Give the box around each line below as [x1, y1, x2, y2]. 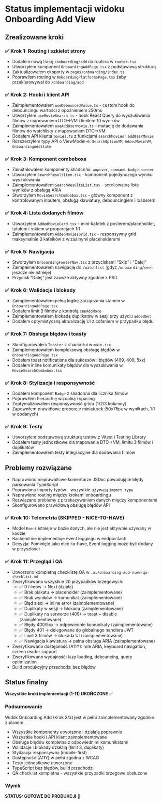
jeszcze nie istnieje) [12, 270, 52, 275]
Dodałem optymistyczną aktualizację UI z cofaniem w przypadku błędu [12, 319, 154, 324]
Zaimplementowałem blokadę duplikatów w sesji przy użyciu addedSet [12, 313, 151, 319]
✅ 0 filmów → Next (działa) [19, 583, 74, 590]
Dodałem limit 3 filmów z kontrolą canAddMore [12, 308, 102, 314]
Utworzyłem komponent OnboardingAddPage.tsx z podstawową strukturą [12, 64, 156, 69]
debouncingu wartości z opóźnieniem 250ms [12, 108, 103, 113]
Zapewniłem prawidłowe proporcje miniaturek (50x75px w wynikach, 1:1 [12, 406, 155, 412]
